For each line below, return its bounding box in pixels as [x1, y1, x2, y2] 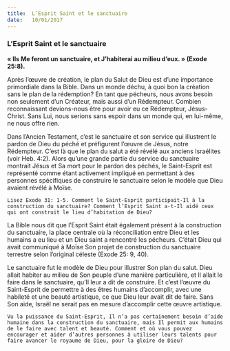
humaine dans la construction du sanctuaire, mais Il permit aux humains [7, 319, 224, 326]
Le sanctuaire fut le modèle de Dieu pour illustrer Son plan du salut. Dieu [7, 263, 213, 271]
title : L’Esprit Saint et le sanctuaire [7, 10, 128, 17]
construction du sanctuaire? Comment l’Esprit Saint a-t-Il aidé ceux [7, 203, 214, 210]
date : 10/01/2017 [7, 16, 63, 23]
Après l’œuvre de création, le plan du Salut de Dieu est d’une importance [7, 75, 213, 83]
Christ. [7, 111, 26, 120]
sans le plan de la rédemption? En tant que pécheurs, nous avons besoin [7, 90, 213, 98]
